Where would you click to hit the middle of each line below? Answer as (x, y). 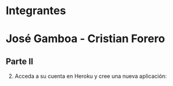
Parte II (20, 61)
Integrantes (36, 11)
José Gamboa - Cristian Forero (85, 39)
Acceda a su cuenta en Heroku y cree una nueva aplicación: (90, 76)
